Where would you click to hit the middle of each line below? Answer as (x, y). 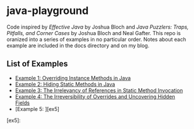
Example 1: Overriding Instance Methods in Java (73, 78)
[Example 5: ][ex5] (37, 109)
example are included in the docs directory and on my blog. (78, 46)
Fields (22, 103)
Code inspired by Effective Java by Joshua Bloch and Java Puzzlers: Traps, (98, 27)
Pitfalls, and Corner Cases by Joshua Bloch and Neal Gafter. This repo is (94, 33)
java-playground (48, 11)
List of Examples (37, 64)
